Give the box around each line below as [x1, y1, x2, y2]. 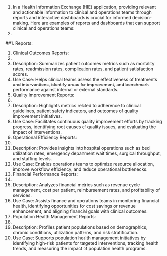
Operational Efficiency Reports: [12, 134, 77, 140]
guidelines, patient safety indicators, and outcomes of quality [12, 108, 139, 114]
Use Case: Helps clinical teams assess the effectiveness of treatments [12, 77, 157, 82]
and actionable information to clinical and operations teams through [12, 9, 152, 15]
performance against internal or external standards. [12, 87, 119, 92]
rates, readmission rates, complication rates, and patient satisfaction [12, 66, 154, 72]
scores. [12, 71, 29, 77]
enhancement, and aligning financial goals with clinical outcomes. [12, 208, 148, 214]
